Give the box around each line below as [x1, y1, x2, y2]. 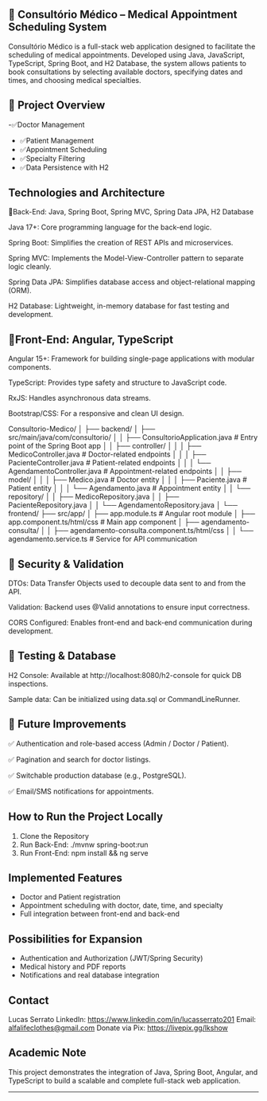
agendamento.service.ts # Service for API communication [8, 535, 198, 544]
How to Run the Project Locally [8, 810, 164, 824]
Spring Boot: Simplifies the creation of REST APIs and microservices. [8, 238, 234, 248]
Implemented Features [8, 871, 123, 884]
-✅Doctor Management [8, 120, 85, 129]
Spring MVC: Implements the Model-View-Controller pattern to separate [8, 253, 244, 263]
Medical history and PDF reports [19, 962, 126, 972]
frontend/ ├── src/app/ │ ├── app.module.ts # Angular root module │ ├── [8, 509, 256, 519]
